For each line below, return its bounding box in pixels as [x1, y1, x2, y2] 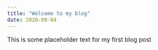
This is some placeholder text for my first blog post [7, 35, 152, 43]
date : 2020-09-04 [7, 16, 57, 23]
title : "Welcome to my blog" [7, 10, 91, 17]
